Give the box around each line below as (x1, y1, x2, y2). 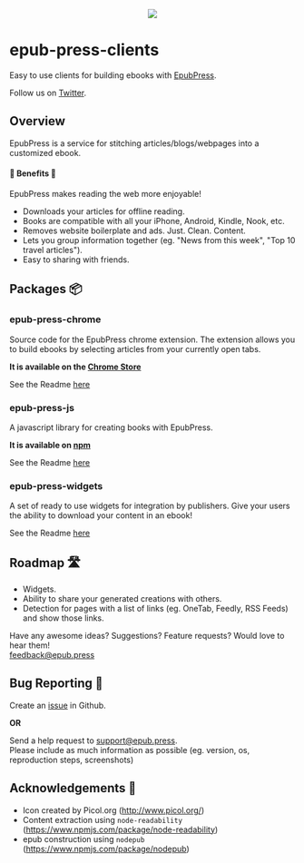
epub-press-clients (9, 40, 160, 61)
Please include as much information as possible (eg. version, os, (9, 744, 250, 755)
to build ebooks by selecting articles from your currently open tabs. (9, 343, 261, 354)
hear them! (9, 640, 50, 651)
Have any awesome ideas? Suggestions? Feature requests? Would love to (9, 631, 285, 642)
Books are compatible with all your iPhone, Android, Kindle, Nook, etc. (22, 215, 286, 226)
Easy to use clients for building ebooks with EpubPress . (9, 69, 217, 81)
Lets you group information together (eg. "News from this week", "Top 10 (22, 234, 296, 245)
